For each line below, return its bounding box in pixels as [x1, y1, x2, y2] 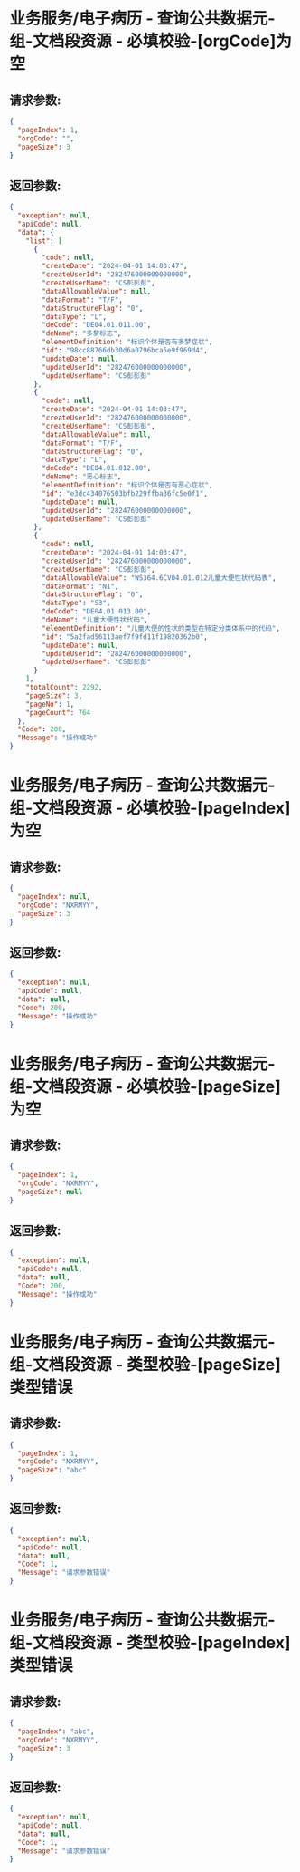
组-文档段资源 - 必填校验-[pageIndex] [9, 798, 291, 818]
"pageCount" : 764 [25, 708, 91, 717]
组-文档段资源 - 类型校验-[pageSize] [9, 1354, 282, 1375]
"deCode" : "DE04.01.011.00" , [42, 321, 152, 330]
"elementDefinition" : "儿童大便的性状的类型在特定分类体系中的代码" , [42, 623, 280, 632]
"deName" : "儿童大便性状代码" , [42, 615, 149, 625]
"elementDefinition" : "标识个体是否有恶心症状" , [42, 481, 213, 490]
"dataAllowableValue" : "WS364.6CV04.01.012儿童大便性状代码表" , [42, 573, 277, 583]
